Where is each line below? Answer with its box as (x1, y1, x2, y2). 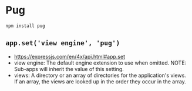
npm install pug (5, 23, 45, 29)
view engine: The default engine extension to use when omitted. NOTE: (14, 59, 187, 66)
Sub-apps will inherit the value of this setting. (14, 65, 124, 72)
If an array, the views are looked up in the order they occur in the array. (14, 77, 186, 85)
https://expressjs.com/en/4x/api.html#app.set (14, 53, 126, 60)
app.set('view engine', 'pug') (5, 39, 120, 48)
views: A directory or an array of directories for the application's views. (14, 72, 186, 79)
